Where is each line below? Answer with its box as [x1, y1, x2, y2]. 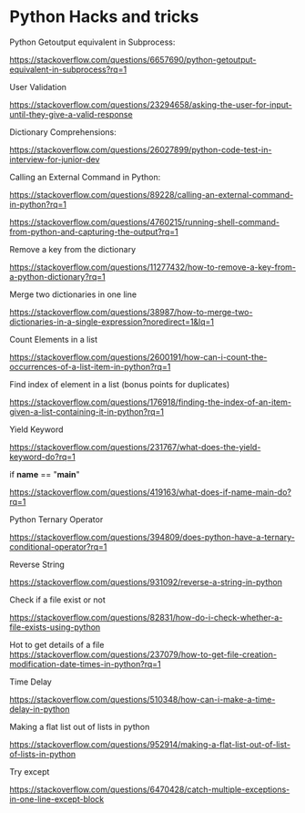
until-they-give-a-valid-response [9, 108, 134, 119]
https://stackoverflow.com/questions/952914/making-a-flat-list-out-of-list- [9, 738, 291, 749]
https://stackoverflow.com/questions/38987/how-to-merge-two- [9, 306, 253, 317]
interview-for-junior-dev [9, 153, 100, 165]
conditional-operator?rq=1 [9, 540, 107, 552]
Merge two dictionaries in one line [9, 289, 137, 300]
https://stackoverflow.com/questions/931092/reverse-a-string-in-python [9, 576, 282, 587]
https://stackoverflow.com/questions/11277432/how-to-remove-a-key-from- [9, 262, 297, 273]
